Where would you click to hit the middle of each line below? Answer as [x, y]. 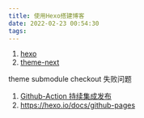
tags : [17, 31]
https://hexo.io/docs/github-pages [78, 105]
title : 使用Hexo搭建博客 [47, 16]
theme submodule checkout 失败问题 [70, 79]
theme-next [40, 62]
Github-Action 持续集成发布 [66, 96]
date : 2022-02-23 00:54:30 [54, 23]
